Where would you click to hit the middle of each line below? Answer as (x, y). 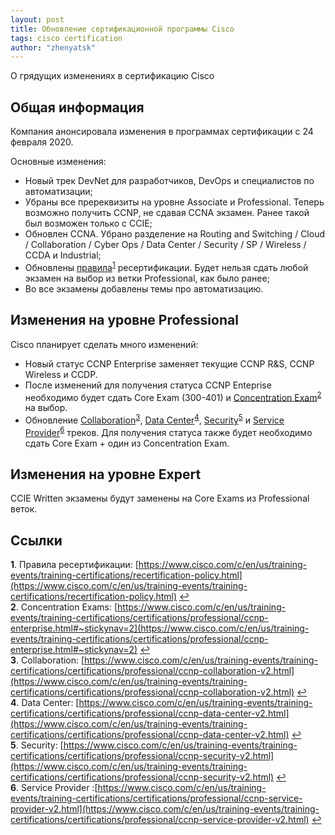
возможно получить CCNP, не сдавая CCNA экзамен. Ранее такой (167, 213)
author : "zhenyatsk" (53, 47)
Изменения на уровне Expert (106, 474)
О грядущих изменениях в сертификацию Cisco (112, 76)
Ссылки (36, 540)
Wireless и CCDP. (61, 374)
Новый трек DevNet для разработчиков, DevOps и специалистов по (169, 181)
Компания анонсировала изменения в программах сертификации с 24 (162, 132)
